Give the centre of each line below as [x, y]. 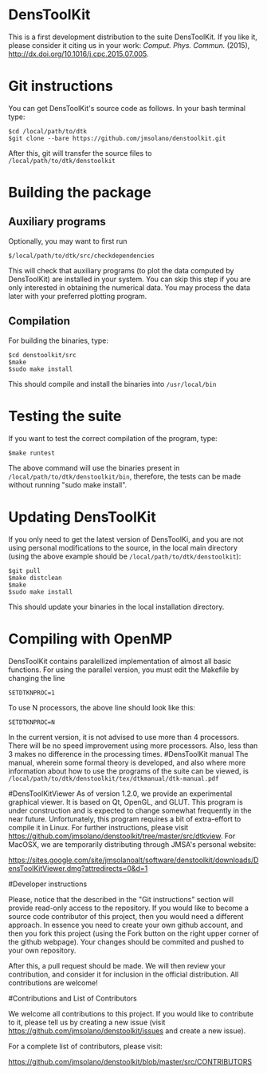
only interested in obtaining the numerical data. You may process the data [130, 287]
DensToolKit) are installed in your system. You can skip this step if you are [130, 279]
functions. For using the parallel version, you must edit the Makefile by [124, 670]
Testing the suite [65, 416]
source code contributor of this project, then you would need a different [126, 916]
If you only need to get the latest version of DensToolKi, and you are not [126, 539]
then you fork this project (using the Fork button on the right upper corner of [133, 933]
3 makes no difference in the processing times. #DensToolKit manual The [128, 754]
